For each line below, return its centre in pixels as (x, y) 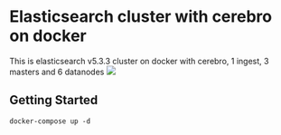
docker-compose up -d (50, 121)
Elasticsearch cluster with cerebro (141, 17)
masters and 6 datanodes (57, 72)
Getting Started (54, 100)
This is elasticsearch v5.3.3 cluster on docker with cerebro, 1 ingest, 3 (139, 61)
